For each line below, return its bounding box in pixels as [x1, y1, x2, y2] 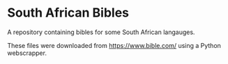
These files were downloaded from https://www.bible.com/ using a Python [7, 41, 222, 49]
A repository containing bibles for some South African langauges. [7, 28, 195, 36]
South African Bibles [7, 5, 130, 21]
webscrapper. [7, 49, 47, 57]
